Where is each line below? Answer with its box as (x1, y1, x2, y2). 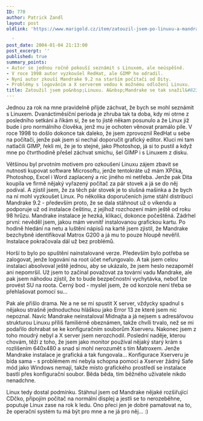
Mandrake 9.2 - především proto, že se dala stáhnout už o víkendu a (6, 199, 176, 206)
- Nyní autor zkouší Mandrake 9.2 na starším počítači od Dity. (6, 76, 172, 82)
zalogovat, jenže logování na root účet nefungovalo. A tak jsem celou (6, 256, 178, 263)
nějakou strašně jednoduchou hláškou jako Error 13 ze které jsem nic (6, 306, 177, 313)
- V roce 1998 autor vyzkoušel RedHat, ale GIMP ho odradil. (6, 70, 164, 76)
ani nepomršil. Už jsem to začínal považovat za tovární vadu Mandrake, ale (6, 269, 192, 276)
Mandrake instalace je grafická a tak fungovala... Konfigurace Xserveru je (6, 351, 189, 358)
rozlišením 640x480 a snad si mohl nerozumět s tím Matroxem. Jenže (6, 345, 180, 351)
